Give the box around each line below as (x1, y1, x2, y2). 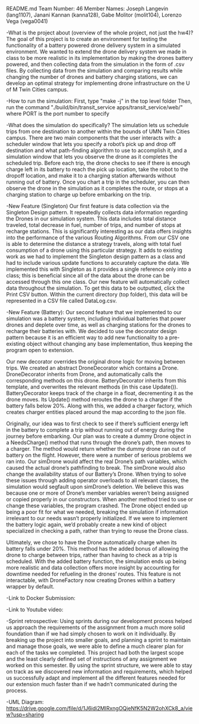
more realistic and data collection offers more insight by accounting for (6, 564, 180, 571)
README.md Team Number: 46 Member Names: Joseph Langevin (6, 5, 169, 12)
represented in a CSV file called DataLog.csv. (6, 297, 117, 304)
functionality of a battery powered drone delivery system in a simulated (6, 42, 181, 49)
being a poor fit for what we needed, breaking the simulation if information (6, 508, 188, 516)
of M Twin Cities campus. (6, 86, 68, 93)
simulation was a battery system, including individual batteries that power (6, 315, 186, 322)
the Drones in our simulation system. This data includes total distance (6, 215, 176, 222)
